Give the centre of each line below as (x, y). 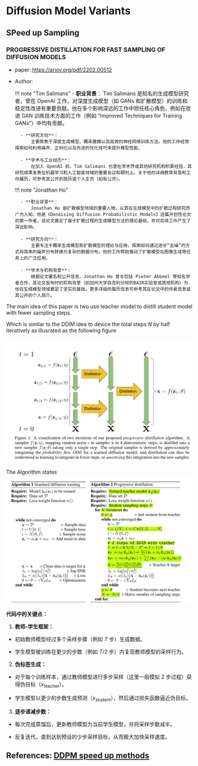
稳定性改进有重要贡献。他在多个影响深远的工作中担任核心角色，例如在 (100, 108)
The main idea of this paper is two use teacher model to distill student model (99, 306)
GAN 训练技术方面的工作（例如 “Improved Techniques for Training (102, 115)
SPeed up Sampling (43, 33)
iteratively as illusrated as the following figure (61, 330)
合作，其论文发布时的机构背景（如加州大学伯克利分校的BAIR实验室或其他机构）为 (104, 283)
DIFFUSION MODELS (36, 57)
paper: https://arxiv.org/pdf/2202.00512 (63, 70)
